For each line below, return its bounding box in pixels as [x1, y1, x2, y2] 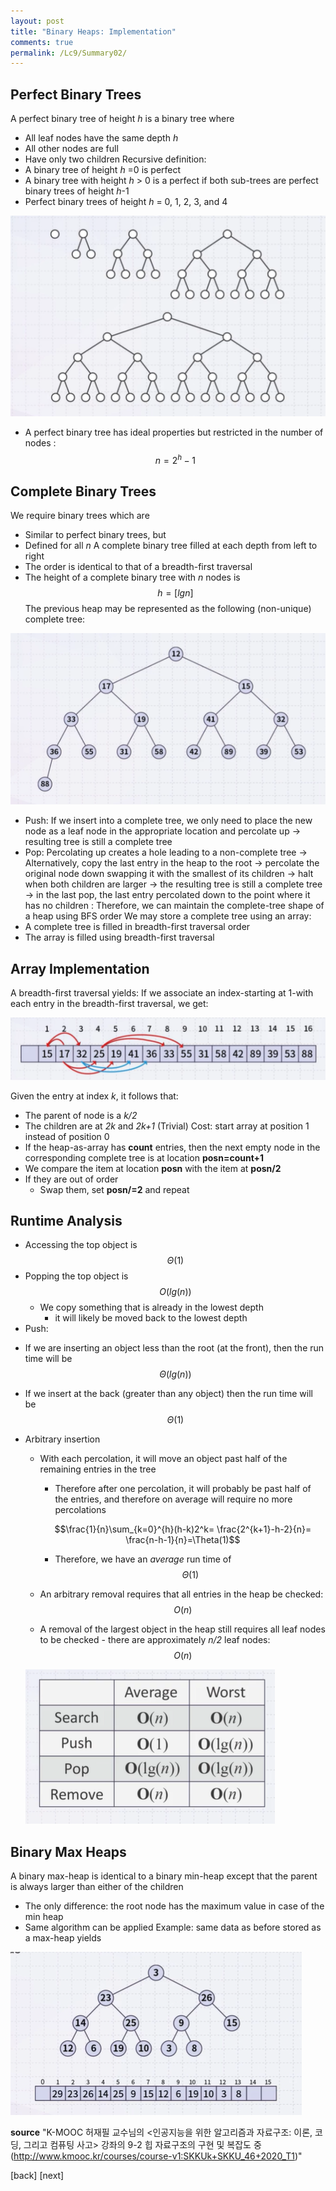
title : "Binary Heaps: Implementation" [10, 26, 177, 37]
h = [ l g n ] [157, 587, 194, 599]
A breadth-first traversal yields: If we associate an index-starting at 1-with [10, 986, 314, 999]
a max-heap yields [24, 1932, 102, 1944]
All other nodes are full [24, 143, 119, 155]
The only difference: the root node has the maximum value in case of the [24, 1900, 325, 1912]
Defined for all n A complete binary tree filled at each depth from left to [24, 540, 318, 552]
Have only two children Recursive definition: [24, 153, 207, 165]
